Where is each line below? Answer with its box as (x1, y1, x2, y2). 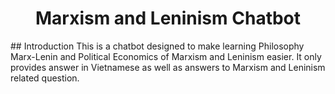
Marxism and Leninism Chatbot (34, 7, 302, 30)
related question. (10, 72, 80, 84)
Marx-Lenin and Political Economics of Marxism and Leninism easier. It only (10, 50, 322, 62)
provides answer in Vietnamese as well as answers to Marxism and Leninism (10, 61, 326, 73)
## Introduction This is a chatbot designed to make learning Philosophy (10, 40, 305, 52)
